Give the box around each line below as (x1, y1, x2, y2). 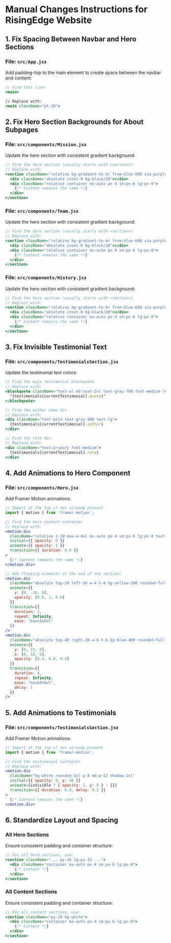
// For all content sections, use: (5, 909, 81, 915)
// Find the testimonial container (5, 759, 81, 764)
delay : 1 (14, 685, 33, 690)
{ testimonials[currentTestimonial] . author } (10, 422, 103, 427)
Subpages (5, 125, 39, 134)
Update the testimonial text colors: (5, 369, 77, 375)
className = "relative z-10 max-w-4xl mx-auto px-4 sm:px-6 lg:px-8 (10, 533, 154, 538)
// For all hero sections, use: (5, 852, 74, 858)
